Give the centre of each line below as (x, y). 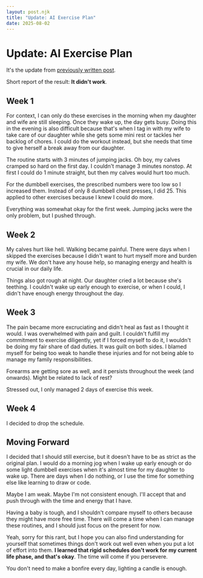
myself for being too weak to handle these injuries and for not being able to (100, 353)
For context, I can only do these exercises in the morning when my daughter (101, 115)
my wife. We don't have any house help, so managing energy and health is (99, 262)
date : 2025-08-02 (28, 23)
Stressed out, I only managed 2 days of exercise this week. (80, 389)
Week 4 (21, 409)
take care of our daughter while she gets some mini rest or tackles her (94, 135)
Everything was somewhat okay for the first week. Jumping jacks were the (99, 209)
